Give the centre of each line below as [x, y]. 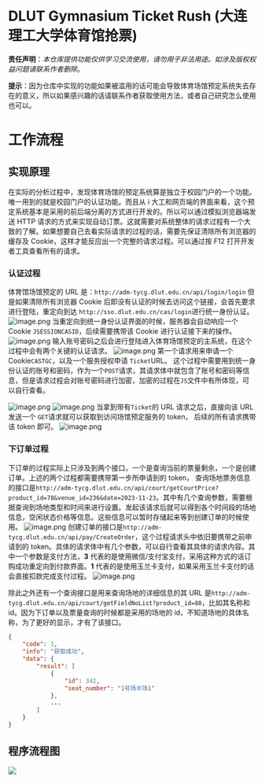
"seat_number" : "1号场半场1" [110, 688]
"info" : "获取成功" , [53, 652]
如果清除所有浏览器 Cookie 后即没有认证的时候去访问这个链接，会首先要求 [135, 302]
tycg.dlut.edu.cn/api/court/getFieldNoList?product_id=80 [105, 603]
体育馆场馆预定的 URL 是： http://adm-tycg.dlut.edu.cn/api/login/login [127, 292]
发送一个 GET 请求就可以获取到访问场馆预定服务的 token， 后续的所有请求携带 [132, 417]
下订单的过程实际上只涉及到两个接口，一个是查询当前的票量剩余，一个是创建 [132, 467]
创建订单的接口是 [96, 526]
